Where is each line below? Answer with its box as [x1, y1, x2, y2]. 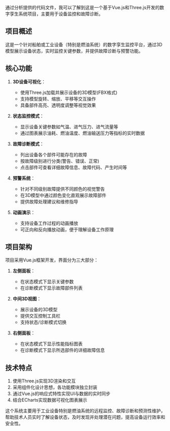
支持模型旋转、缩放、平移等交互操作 [20, 95, 96, 102]
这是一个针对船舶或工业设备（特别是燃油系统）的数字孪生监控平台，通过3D [5, 41, 162, 47]
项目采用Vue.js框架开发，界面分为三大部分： [5, 257, 98, 263]
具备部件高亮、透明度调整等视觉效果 [20, 102, 96, 108]
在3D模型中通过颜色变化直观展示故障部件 [20, 192, 107, 198]
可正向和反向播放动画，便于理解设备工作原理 [20, 226, 114, 233]
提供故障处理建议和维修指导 [20, 198, 79, 205]
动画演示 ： [12, 209, 36, 215]
